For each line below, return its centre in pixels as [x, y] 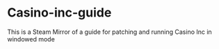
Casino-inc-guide [59, 13]
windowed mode [31, 39]
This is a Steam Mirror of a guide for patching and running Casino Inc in [109, 32]
